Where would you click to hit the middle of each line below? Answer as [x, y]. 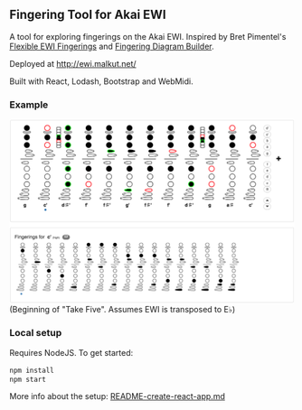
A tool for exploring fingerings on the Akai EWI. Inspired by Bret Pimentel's [148, 36]
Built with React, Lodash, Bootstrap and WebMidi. [101, 81]
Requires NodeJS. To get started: [71, 352]
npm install [32, 370]
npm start [28, 379]
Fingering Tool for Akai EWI [88, 15]
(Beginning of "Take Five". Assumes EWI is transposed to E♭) [123, 310]
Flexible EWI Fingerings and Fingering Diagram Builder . [112, 46]
